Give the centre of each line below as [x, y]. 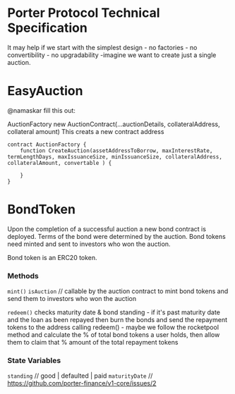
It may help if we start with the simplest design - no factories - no [102, 47]
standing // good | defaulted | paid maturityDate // [80, 376]
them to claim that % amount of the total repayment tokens [93, 343]
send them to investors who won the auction [72, 299]
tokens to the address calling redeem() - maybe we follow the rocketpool [113, 327]
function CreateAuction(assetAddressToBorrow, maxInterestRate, [116, 150]
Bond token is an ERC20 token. [52, 257]
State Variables [34, 361]
